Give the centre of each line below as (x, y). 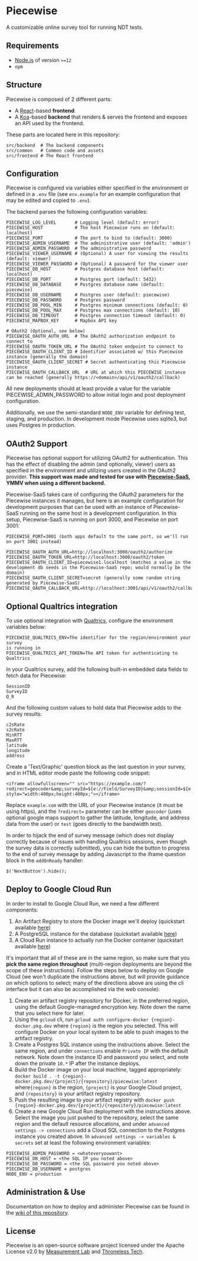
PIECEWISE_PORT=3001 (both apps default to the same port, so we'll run (97, 537)
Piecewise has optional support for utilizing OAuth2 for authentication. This (97, 458)
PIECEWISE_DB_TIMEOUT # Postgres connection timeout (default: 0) (96, 316)
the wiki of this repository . (38, 1213)
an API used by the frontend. (49, 123)
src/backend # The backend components (55, 145)
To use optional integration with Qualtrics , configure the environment (90, 620)
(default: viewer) (29, 259)
